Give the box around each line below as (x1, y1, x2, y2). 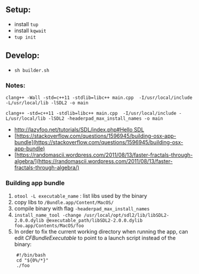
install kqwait (14, 27, 47, 34)
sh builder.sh (14, 67, 49, 73)
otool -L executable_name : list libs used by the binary (14, 192, 147, 200)
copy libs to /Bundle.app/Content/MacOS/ (14, 199, 114, 206)
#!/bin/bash (16, 253, 46, 259)
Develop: (5, 51, 40, 61)
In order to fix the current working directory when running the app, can (14, 228, 188, 235)
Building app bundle (5, 179, 65, 187)
